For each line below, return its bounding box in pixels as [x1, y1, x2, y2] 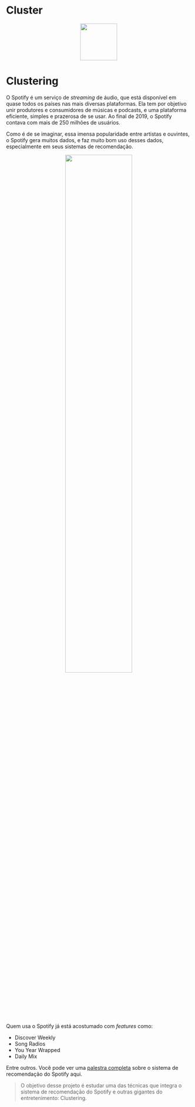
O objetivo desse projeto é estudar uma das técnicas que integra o [20, 1082, 182, 1089]
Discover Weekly [14, 1034, 56, 1041]
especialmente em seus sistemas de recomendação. [6, 143, 133, 150]
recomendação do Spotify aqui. [6, 1070, 82, 1077]
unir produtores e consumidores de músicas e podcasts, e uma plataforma [6, 106, 187, 113]
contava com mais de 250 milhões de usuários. [6, 119, 120, 126]
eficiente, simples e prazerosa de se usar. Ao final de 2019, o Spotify [6, 113, 172, 120]
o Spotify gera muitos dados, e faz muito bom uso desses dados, [6, 136, 164, 143]
